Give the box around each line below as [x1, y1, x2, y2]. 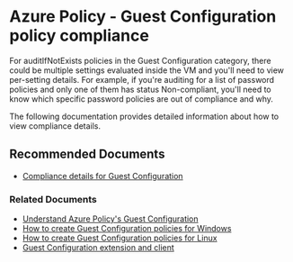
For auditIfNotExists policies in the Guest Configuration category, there [9, 55, 271, 66]
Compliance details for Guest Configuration [22, 170, 183, 181]
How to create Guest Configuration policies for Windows [22, 223, 232, 234]
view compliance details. [9, 120, 102, 131]
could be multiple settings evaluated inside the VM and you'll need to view [9, 65, 285, 76]
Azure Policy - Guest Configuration [9, 6, 277, 27]
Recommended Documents [9, 147, 165, 162]
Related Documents [9, 193, 97, 205]
